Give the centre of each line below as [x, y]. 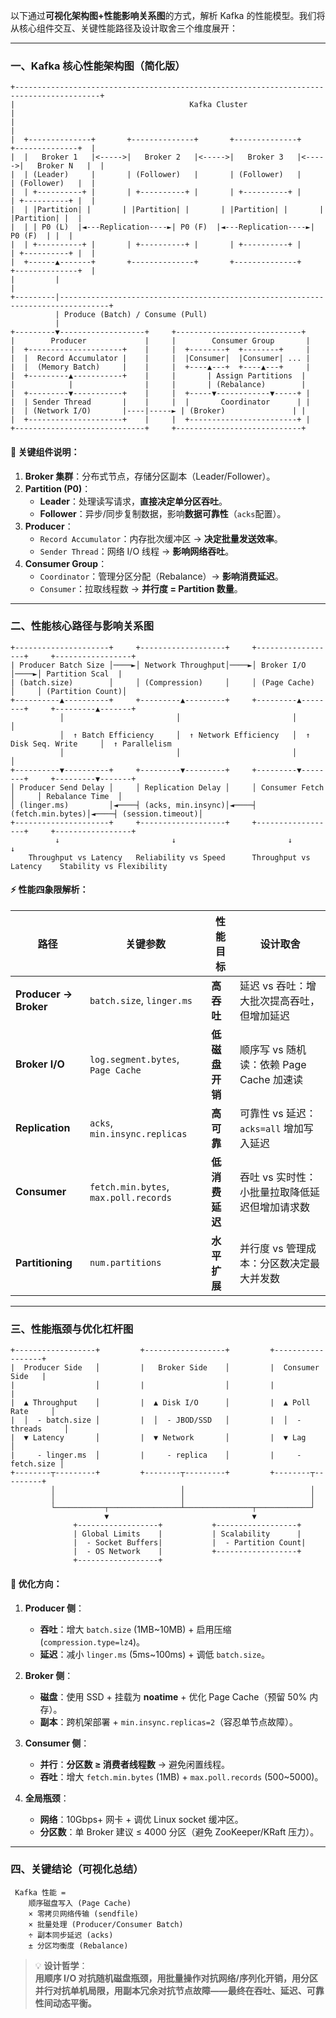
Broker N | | [70, 166]
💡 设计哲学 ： [61, 1965]
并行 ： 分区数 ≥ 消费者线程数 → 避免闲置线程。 [134, 1764]
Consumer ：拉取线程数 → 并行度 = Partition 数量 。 [141, 588]
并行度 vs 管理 [273, 1248]
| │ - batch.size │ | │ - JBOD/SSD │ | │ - [156, 1420]
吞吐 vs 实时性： [278, 1177]
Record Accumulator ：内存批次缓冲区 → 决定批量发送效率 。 [161, 538]
